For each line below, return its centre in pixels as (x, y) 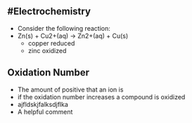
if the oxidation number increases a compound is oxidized (101, 96)
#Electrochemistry (49, 12)
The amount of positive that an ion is (70, 89)
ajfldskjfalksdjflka (43, 104)
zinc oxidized (47, 50)
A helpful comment (45, 112)
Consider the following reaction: (64, 28)
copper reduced (51, 43)
